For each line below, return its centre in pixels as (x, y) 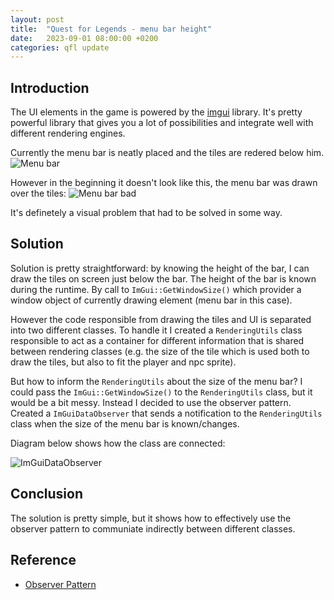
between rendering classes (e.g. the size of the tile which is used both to (160, 351)
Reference (43, 560)
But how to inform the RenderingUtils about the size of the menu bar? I (156, 381)
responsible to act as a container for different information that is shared (157, 340)
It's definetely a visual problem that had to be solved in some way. (146, 213)
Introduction (50, 87)
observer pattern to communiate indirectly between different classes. (153, 528)
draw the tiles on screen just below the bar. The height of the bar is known (163, 278)
